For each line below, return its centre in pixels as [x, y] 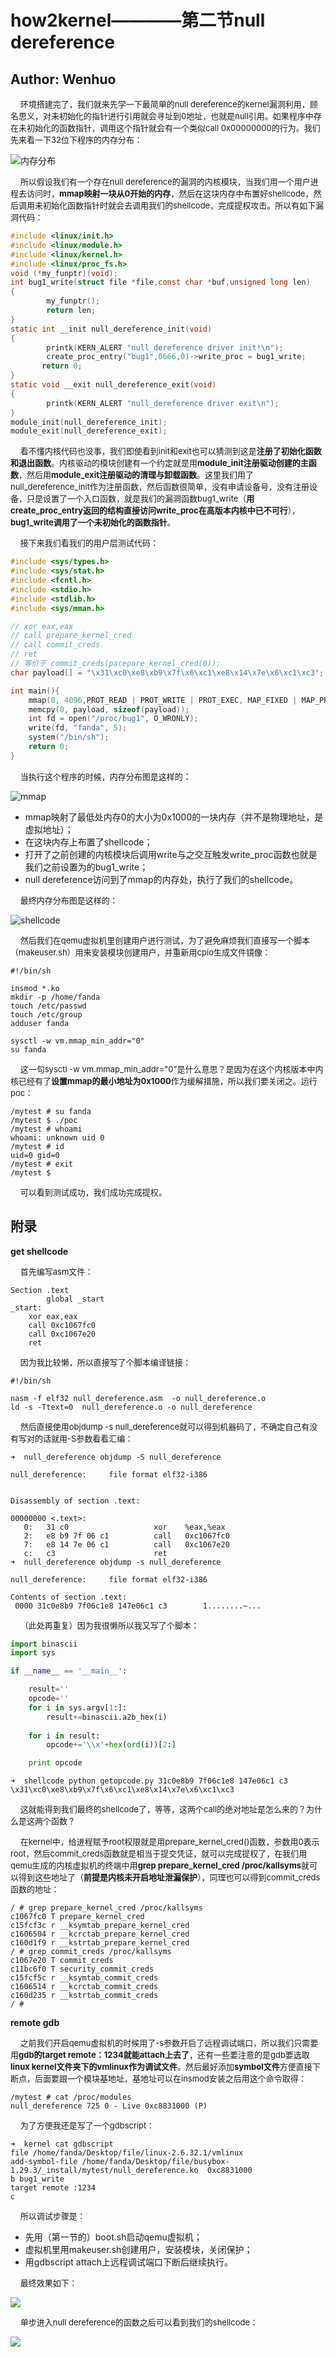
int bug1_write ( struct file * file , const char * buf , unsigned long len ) [160, 282]
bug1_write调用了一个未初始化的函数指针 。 [93, 522]
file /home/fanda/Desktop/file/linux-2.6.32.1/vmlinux [127, 2153]
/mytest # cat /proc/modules [71, 2097]
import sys [33, 1653]
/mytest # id [37, 1146]
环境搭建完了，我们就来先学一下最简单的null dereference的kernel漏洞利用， [164, 104]
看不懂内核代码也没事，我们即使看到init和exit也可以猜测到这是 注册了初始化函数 [170, 451]
